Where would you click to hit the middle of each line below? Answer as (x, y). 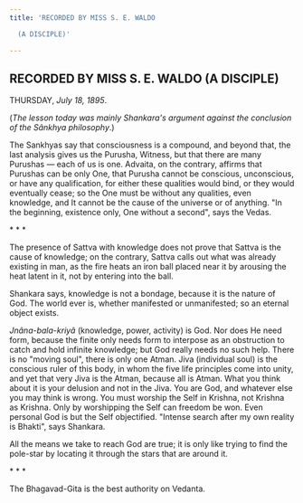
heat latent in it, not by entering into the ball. (91, 276)
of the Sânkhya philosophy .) (62, 128)
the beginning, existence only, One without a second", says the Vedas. (141, 213)
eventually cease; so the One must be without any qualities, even (130, 193)
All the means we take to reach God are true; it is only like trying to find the (148, 444)
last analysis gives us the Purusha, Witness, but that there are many (136, 155)
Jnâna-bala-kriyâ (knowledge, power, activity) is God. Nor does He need (146, 330)
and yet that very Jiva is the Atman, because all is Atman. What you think (145, 379)
